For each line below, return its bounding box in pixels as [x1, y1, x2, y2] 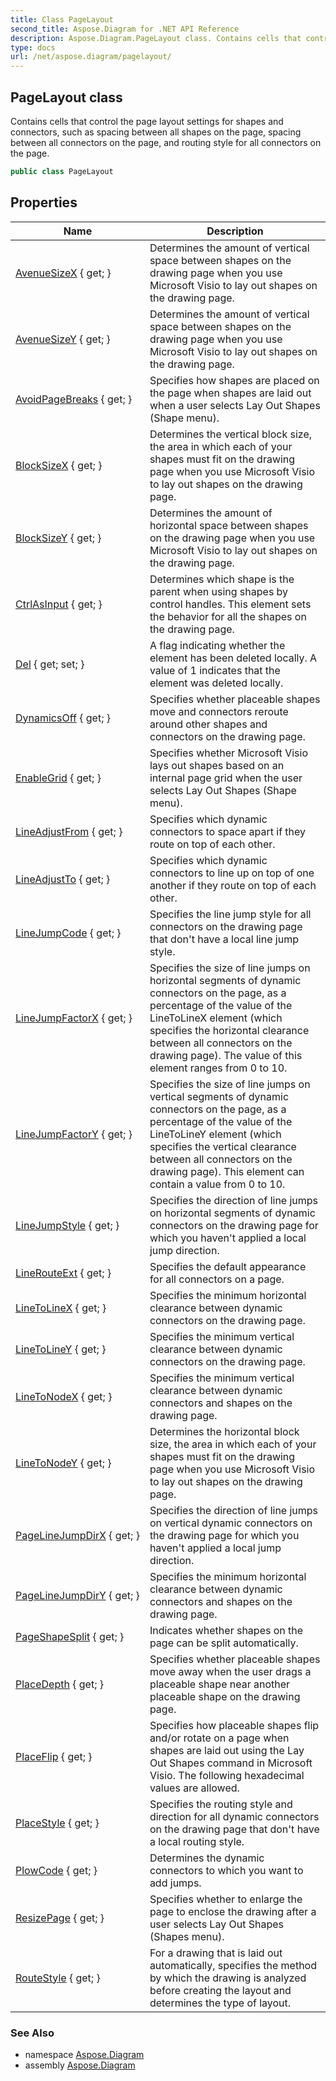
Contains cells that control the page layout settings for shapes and [10, 115, 284, 127]
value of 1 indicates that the [149, 663, 281, 677]
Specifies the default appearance [149, 1259, 307, 1273]
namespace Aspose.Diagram [24, 2048, 145, 2060]
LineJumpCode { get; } [15, 926, 122, 940]
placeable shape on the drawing [149, 1689, 301, 1703]
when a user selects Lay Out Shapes [149, 398, 321, 412]
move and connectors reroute [149, 704, 289, 718]
